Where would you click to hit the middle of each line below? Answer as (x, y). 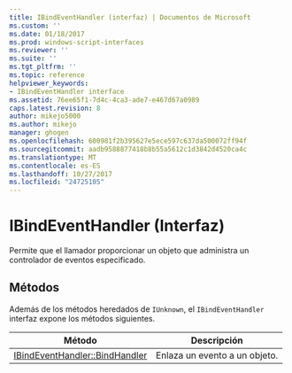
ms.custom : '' (35, 26)
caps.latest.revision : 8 (55, 108)
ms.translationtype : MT (53, 157)
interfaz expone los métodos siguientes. (82, 318)
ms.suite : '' (33, 58)
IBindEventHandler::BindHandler (81, 355)
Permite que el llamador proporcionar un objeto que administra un (129, 251)
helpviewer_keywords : (49, 83)
